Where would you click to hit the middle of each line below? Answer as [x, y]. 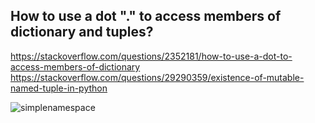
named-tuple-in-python [59, 88]
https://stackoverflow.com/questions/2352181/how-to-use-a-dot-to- [151, 56]
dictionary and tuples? [82, 32]
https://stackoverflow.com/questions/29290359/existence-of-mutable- [157, 77]
